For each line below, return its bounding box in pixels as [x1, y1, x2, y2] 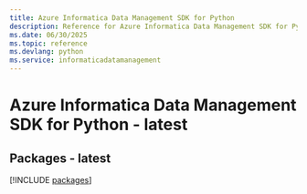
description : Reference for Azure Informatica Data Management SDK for [9, 22, 288, 31]
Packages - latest [9, 150, 111, 166]
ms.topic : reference [9, 38, 89, 48]
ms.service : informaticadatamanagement [9, 56, 162, 65]
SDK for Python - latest [9, 115, 188, 135]
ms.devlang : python [9, 47, 84, 56]
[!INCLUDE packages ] [9, 175, 92, 185]
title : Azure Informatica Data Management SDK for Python [9, 13, 235, 23]
